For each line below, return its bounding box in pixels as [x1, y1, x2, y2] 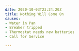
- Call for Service [5, 34, 45, 39]
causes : [5, 16, 21, 21]
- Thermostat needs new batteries [5, 30, 75, 34]
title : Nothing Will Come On [5, 12, 64, 17]
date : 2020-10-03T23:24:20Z [5, 7, 62, 12]
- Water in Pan [5, 20, 36, 26]
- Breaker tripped [5, 25, 42, 30]
